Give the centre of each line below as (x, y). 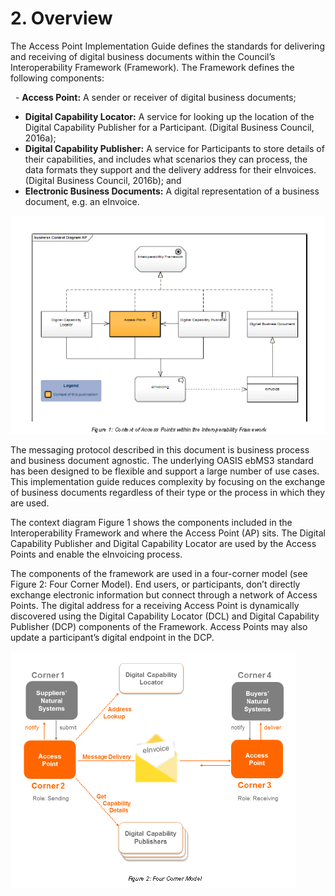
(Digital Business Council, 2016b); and (103, 180)
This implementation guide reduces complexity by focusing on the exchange (168, 482)
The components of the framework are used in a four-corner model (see (159, 574)
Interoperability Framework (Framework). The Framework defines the (152, 67)
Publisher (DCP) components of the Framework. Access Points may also (159, 627)
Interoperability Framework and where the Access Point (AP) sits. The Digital (168, 533)
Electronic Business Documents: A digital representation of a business (172, 191)
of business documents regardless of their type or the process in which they (168, 493)
